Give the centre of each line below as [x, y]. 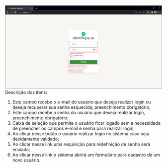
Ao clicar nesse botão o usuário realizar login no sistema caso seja [81, 134]
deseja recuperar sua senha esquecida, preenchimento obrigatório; [81, 107]
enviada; [21, 150]
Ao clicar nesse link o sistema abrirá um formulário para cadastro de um [86, 155]
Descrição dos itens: [26, 92]
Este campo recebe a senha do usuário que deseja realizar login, [79, 113]
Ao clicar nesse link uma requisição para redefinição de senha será [81, 144]
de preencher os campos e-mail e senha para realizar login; [74, 128]
